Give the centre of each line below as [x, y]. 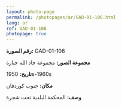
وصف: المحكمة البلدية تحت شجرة [44, 97]
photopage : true [26, 34]
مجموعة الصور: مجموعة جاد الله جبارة [48, 63]
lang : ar [17, 23]
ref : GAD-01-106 [26, 28]
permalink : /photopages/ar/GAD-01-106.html [61, 17]
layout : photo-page [30, 12]
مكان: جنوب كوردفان [29, 86]
